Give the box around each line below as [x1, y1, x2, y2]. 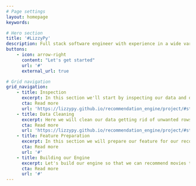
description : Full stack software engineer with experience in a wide [6, 41, 181, 47]
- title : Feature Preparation [16, 133, 90, 139]
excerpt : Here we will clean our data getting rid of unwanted [21, 116, 179, 123]
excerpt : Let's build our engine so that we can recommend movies [21, 160, 187, 166]
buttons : [6, 46, 27, 53]
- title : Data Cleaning [16, 111, 75, 117]
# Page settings [6, 8, 45, 15]
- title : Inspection [16, 89, 66, 95]
